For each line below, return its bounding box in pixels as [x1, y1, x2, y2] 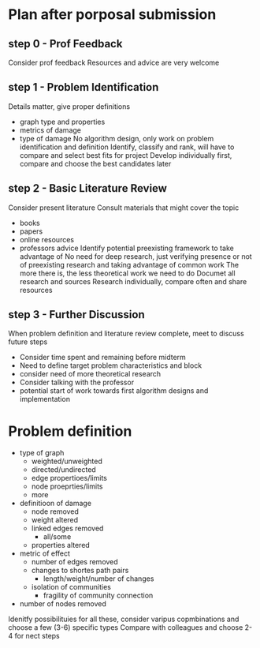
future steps [8, 337, 48, 346]
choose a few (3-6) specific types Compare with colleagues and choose [8, 623, 243, 632]
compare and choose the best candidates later [19, 159, 172, 168]
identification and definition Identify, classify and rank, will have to [19, 142, 235, 152]
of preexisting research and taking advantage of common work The [19, 260, 239, 269]
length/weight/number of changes [43, 574, 154, 583]
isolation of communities [31, 582, 112, 592]
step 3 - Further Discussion [8, 308, 146, 321]
